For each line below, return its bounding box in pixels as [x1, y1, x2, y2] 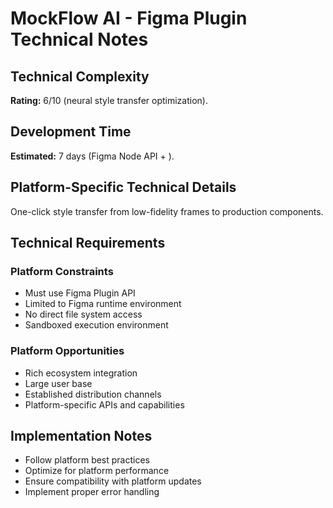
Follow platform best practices [24, 454, 151, 466]
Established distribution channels [24, 388, 162, 400]
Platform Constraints [10, 264, 114, 278]
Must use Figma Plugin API [24, 287, 136, 299]
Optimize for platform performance [24, 465, 170, 477]
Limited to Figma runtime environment [24, 298, 182, 310]
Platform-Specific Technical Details [10, 179, 237, 196]
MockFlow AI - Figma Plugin [10, 7, 248, 30]
